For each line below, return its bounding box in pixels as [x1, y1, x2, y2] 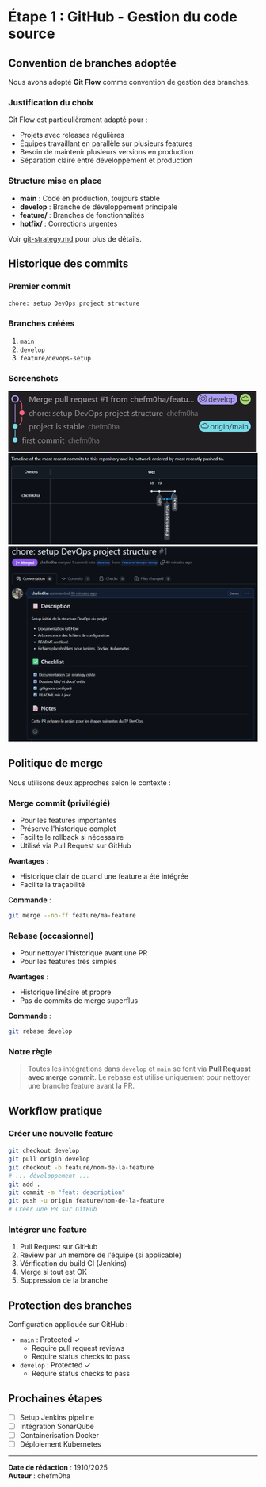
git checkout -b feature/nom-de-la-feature [8, 1163, 154, 1172]
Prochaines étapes [8, 1391, 103, 1405]
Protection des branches [8, 1298, 133, 1312]
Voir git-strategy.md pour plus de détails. [8, 234, 142, 243]
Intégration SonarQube [19, 1422, 95, 1432]
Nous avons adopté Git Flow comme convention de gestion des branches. [8, 78, 251, 86]
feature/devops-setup [19, 354, 91, 362]
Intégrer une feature [8, 1224, 87, 1235]
